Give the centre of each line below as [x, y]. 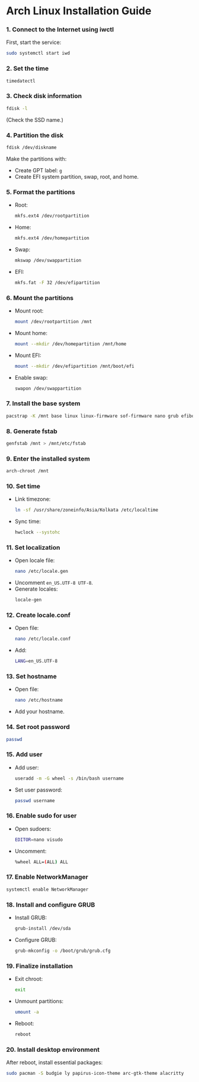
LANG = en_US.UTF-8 [36, 661]
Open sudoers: [33, 829]
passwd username [35, 800]
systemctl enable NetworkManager [47, 889]
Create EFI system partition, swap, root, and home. [77, 176]
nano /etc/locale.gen [41, 572]
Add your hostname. [40, 712]
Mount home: [31, 333]
